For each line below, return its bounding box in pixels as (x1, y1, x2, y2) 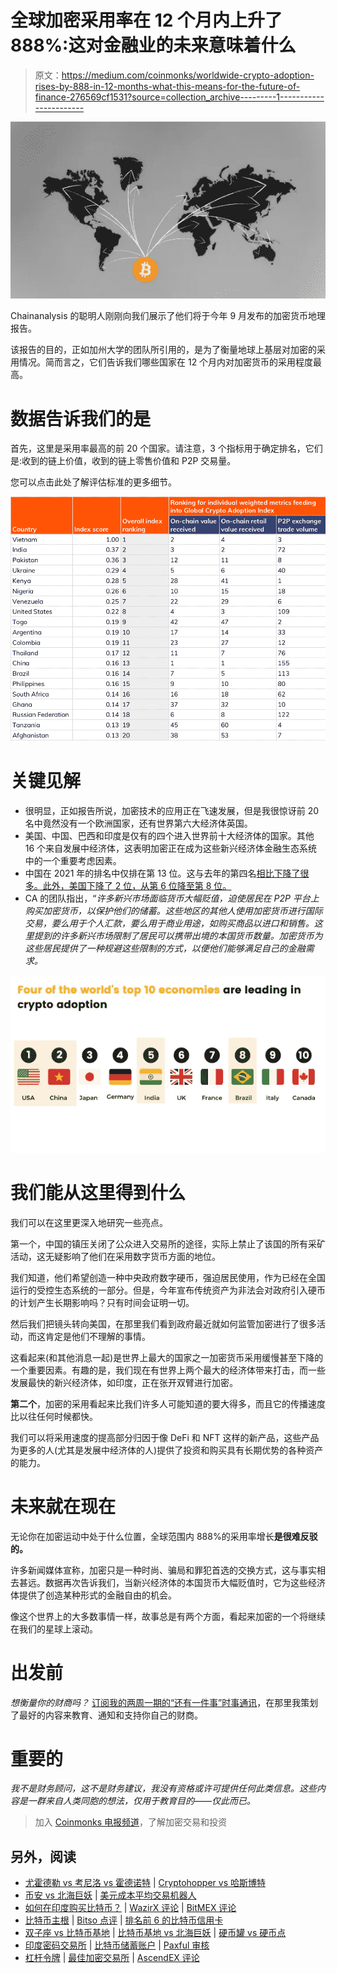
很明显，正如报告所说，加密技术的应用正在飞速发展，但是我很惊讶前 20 (24, 805, 320, 817)
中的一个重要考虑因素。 (24, 855, 122, 867)
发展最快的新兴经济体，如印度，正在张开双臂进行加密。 (10, 1376, 238, 1388)
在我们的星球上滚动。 (10, 1622, 98, 1635)
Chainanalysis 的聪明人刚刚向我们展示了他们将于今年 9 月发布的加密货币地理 (10, 310, 327, 322)
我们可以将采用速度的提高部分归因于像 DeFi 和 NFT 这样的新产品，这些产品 (10, 1431, 320, 1443)
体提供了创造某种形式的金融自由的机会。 (10, 1589, 177, 1601)
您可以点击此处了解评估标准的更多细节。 (10, 476, 177, 488)
